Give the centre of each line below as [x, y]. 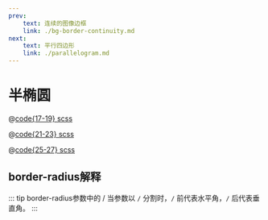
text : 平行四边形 [49, 46]
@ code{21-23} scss [41, 134]
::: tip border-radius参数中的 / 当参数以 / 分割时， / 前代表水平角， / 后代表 [131, 197]
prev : [17, 16]
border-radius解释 [55, 177]
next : [17, 38]
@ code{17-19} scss [41, 118]
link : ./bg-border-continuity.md [79, 31]
